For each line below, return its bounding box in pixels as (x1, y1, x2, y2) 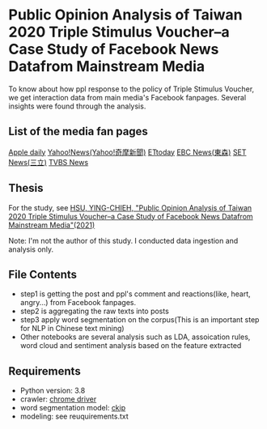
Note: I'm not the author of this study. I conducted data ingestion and (8, 236, 239, 245)
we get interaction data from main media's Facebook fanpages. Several (8, 92, 247, 102)
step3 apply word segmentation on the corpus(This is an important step (19, 315, 260, 325)
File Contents (8, 267, 78, 281)
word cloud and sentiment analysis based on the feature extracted (19, 341, 242, 350)
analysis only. (8, 244, 54, 254)
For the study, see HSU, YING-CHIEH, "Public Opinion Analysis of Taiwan (8, 202, 252, 212)
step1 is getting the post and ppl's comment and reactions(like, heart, (19, 289, 251, 299)
